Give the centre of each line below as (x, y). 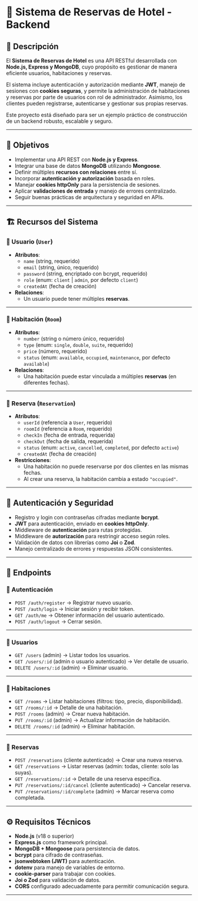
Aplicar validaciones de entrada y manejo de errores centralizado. (95, 191)
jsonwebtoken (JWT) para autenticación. (65, 861)
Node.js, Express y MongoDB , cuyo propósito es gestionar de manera (92, 67)
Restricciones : (33, 460)
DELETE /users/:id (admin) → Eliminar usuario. (71, 668)
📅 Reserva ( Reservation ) (41, 403)
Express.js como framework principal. (61, 843)
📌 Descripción (32, 46)
